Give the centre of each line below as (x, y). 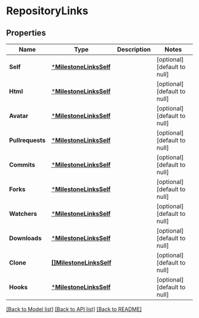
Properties (26, 33)
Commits (22, 165)
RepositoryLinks (47, 11)
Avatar (19, 116)
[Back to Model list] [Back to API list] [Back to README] (74, 309)
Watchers (23, 214)
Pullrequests (27, 140)
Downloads (25, 238)
